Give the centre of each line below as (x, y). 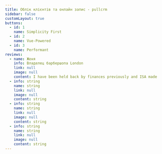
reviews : (14, 54)
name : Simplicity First (38, 32)
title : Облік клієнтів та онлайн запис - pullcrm (56, 9)
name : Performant (31, 50)
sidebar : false (20, 14)
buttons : (14, 23)
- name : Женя (23, 59)
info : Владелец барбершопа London (49, 63)
